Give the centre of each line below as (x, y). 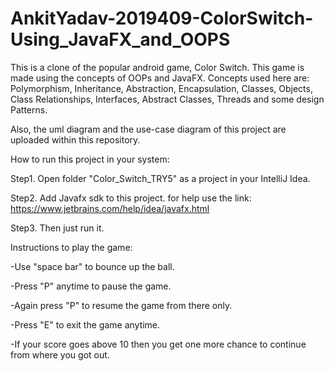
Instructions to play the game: (71, 247)
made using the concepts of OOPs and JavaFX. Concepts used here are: (160, 78)
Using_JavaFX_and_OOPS (120, 39)
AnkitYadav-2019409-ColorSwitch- (162, 18)
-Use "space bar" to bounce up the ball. (92, 266)
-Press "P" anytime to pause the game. (91, 286)
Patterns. (29, 109)
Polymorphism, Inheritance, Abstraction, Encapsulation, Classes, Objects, (161, 88)
